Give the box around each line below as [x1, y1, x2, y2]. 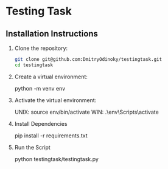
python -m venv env [14, 84, 65, 92]
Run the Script [14, 143, 51, 151]
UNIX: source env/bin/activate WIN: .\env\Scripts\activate [14, 108, 159, 116]
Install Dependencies [14, 120, 68, 127]
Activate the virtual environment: [14, 96, 97, 104]
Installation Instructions [5, 29, 99, 39]
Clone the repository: [14, 44, 68, 52]
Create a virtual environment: [14, 73, 88, 80]
